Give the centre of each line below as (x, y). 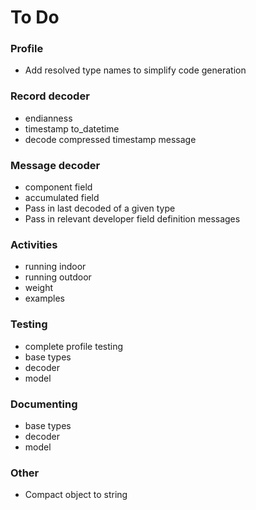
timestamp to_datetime (72, 128)
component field (58, 187)
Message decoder (55, 165)
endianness (48, 118)
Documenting (44, 404)
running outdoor (58, 277)
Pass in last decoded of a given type (100, 208)
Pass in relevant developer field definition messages (132, 219)
